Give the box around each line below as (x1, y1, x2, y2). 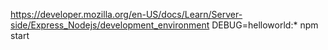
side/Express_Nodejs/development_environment (10, 19, 210, 31)
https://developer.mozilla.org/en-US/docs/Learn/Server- (10, 9, 243, 20)
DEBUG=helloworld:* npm (211, 19, 319, 31)
